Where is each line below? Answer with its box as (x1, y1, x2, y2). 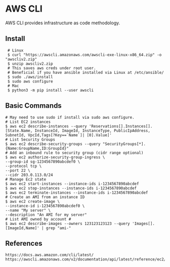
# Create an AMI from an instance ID (5, 194, 85, 200)
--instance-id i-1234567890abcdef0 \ (5, 203, 85, 208)
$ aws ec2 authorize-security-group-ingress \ (5, 155, 105, 160)
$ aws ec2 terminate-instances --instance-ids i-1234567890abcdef (5, 190, 148, 195)
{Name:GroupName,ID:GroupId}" (5, 146, 69, 151)
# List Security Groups (5, 137, 56, 142)
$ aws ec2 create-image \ (5, 199, 60, 204)
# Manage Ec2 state (5, 176, 47, 182)
